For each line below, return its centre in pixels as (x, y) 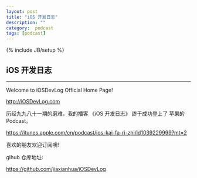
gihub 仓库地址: (25, 157)
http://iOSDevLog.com (33, 101)
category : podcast (30, 28)
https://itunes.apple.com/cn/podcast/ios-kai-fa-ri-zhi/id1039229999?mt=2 (97, 132)
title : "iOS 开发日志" (32, 17)
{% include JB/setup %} (35, 50)
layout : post (22, 11)
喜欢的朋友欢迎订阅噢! (33, 145)
